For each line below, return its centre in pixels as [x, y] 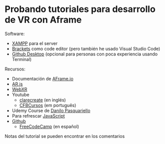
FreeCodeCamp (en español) [49, 126]
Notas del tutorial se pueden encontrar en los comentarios [65, 136]
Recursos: [15, 69]
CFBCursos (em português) [48, 105]
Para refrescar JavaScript [38, 115]
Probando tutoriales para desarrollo [80, 9]
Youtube [20, 94]
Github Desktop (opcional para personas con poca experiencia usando [85, 54]
